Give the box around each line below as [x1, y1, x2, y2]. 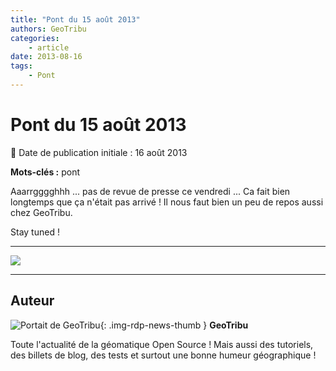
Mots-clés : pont [10, 166, 81, 178]
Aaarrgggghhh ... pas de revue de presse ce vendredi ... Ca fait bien [10, 185, 291, 197]
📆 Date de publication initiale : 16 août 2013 [10, 146, 188, 158]
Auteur [10, 292, 55, 310]
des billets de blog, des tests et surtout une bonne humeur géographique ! [10, 349, 317, 361]
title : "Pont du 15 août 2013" [10, 14, 141, 25]
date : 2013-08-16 [10, 52, 83, 62]
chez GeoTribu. [10, 206, 73, 218]
